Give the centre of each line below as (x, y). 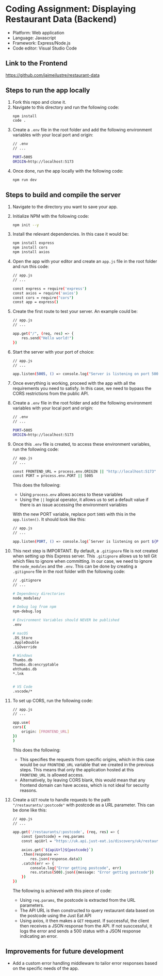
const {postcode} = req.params (53, 837)
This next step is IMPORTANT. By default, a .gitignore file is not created (85, 551)
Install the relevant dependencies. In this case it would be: (71, 234)
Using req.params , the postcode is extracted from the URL (78, 900)
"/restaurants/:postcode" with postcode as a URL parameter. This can (83, 805)
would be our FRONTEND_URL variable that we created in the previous (87, 765)
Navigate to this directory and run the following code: (66, 107)
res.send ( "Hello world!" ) (48, 338)
